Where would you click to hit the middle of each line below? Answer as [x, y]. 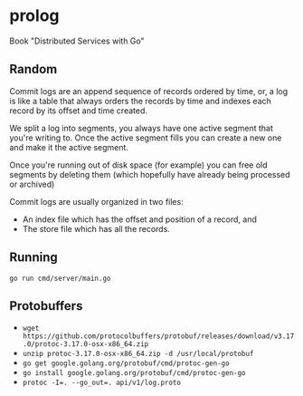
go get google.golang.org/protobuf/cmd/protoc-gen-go [126, 363]
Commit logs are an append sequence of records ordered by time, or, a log [149, 91]
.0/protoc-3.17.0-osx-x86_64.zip [85, 344]
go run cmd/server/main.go [60, 278]
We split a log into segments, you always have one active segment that [141, 128]
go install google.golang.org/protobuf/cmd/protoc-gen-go [134, 373]
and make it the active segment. [69, 147]
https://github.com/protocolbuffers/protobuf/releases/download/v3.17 [158, 336]
